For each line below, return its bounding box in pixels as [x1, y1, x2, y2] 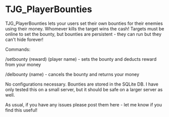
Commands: [5, 46, 31, 52]
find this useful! [5, 107, 38, 113]
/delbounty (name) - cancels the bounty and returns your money [5, 71, 140, 77]
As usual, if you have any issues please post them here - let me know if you [5, 101, 162, 107]
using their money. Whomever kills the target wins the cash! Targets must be [5, 25, 164, 31]
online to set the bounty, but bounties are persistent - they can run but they [5, 31, 162, 37]
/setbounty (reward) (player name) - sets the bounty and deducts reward [5, 56, 157, 62]
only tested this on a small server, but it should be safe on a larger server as [5, 86, 163, 92]
